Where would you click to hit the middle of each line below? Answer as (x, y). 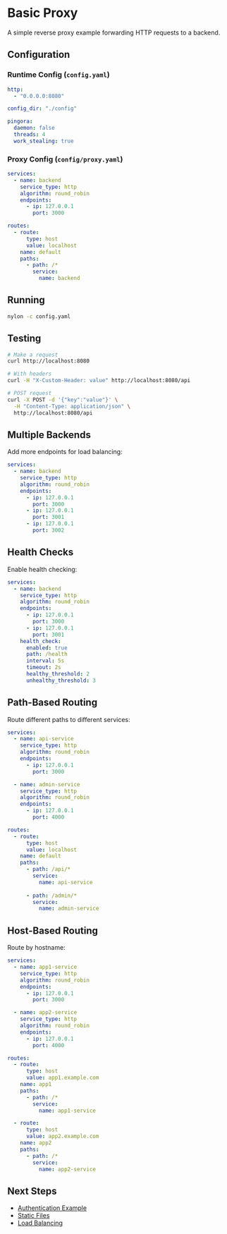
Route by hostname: (36, 948)
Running (26, 300)
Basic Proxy (43, 13)
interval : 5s (45, 661)
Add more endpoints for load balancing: (65, 452)
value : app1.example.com (62, 1078)
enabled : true (47, 648)
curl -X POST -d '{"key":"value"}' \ (63, 400)
